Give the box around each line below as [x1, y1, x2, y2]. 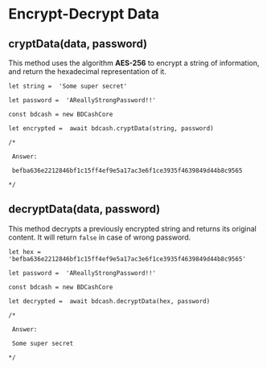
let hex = [8, 248, 42, 256]
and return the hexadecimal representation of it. [8, 67, 166, 76]
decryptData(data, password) [8, 203, 161, 216]
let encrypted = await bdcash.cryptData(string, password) [8, 125, 215, 133]
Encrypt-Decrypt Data [8, 5, 159, 23]
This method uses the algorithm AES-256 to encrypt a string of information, [8, 58, 260, 68]
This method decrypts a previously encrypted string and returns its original [8, 223, 257, 233]
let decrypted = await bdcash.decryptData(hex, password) [8, 297, 211, 305]
